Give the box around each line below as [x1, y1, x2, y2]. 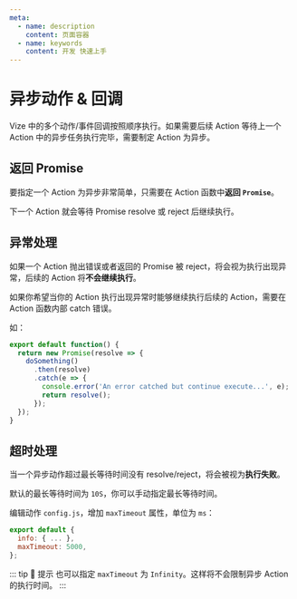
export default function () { [9, 340, 120, 349]
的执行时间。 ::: [9, 579, 67, 590]
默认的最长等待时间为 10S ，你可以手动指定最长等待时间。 [9, 488, 223, 499]
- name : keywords [17, 38, 83, 48]
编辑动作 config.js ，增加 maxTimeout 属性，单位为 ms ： [9, 507, 216, 518]
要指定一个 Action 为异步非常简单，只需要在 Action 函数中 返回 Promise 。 [9, 187, 279, 198]
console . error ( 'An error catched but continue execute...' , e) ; [42, 382, 290, 391]
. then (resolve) [33, 365, 91, 374]
